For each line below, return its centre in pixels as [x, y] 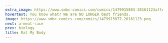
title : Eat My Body [25, 33]
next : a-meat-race [24, 23]
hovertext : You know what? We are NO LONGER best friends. [68, 14]
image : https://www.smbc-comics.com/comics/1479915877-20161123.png [78, 19]
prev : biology [20, 28]
